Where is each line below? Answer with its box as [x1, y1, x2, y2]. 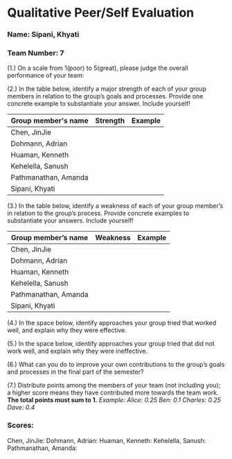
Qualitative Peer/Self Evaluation [7, 5, 195, 21]
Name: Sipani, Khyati [7, 30, 80, 40]
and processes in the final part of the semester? [7, 367, 144, 376]
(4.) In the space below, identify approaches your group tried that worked [7, 319, 217, 327]
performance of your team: [7, 71, 84, 80]
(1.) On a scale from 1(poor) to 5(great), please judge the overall [7, 64, 188, 72]
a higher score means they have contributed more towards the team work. [7, 388, 220, 397]
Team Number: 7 [7, 49, 64, 58]
